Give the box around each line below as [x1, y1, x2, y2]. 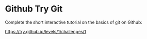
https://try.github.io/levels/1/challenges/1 [5, 28, 86, 34]
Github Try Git [5, 3, 63, 14]
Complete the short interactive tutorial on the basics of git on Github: [5, 19, 142, 25]
